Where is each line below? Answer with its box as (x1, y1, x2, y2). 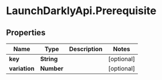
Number (40, 65, 63, 72)
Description (69, 45, 103, 53)
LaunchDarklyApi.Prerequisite (6, 4, 157, 18)
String (40, 55, 58, 63)
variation (9, 65, 35, 72)
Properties (6, 28, 46, 38)
